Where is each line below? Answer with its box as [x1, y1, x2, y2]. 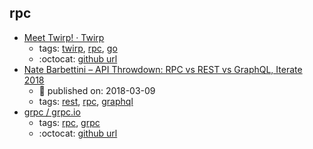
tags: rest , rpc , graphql [38, 95, 134, 107]
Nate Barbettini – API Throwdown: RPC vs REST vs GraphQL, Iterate [23, 63, 303, 75]
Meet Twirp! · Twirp [23, 31, 105, 43]
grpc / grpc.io [23, 106, 81, 118]
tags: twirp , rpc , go [38, 42, 118, 54]
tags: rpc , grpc [38, 116, 101, 128]
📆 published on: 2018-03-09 [38, 84, 156, 96]
